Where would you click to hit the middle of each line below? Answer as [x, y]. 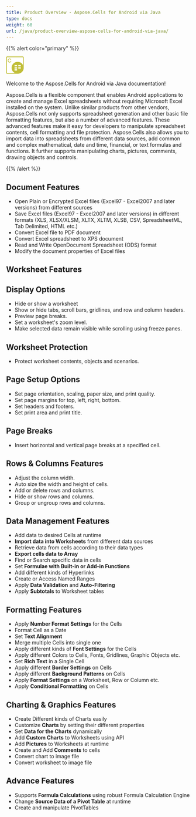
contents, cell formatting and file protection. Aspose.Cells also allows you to [97, 133]
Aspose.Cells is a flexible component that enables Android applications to [94, 95]
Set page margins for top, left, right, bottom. [68, 400]
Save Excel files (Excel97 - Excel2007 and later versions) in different [97, 214]
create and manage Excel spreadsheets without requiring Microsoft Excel [94, 101]
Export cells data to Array [46, 554]
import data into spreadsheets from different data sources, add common [93, 139]
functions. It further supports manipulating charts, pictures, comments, [92, 151]
